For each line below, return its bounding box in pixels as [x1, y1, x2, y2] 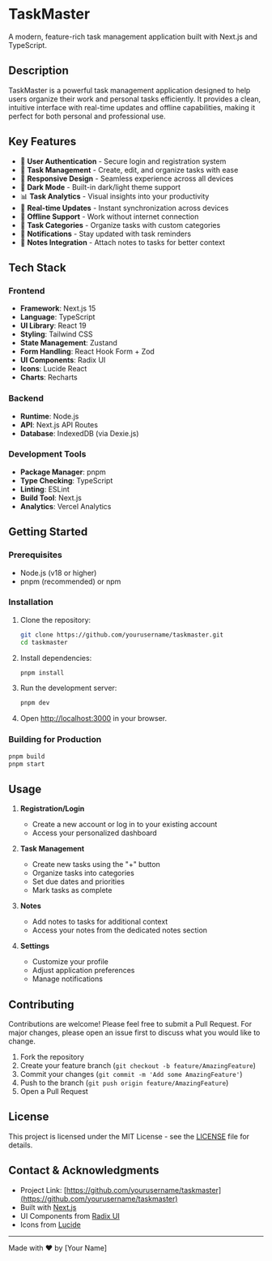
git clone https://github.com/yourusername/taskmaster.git [19, 630, 224, 639]
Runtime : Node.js [19, 411, 79, 421]
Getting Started [8, 525, 88, 539]
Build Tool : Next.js [19, 492, 83, 503]
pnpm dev [19, 699, 50, 707]
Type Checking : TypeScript [19, 475, 113, 485]
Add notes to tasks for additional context [32, 917, 168, 927]
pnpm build [8, 752, 45, 761]
